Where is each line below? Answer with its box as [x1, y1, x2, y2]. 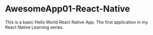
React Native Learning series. [5, 24, 64, 30]
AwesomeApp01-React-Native [5, 3, 130, 14]
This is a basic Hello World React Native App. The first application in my [5, 19, 148, 25]
